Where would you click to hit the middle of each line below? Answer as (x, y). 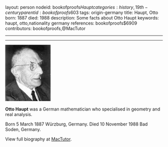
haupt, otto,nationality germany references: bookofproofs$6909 (71, 23)
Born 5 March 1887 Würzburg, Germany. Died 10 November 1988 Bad (76, 124)
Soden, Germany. (23, 129)
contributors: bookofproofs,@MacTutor (45, 28)
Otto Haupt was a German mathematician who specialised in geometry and (83, 109)
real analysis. (19, 114)
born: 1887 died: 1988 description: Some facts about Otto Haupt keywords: (82, 18)
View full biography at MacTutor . (38, 139)
